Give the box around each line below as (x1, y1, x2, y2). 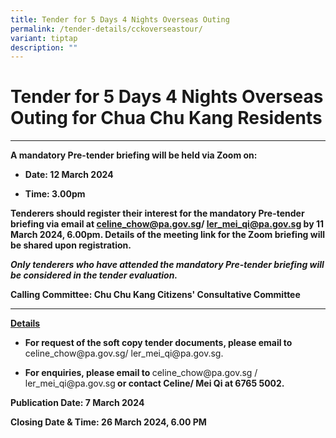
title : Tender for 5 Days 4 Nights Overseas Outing (10, 14, 230, 25)
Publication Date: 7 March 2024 (10, 397, 145, 409)
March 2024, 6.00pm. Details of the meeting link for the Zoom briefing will (10, 229, 326, 241)
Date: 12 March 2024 (24, 169, 114, 181)
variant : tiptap (10, 33, 78, 43)
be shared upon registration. (10, 239, 132, 251)
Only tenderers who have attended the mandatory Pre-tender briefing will (10, 259, 325, 271)
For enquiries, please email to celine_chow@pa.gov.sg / (24, 367, 258, 379)
